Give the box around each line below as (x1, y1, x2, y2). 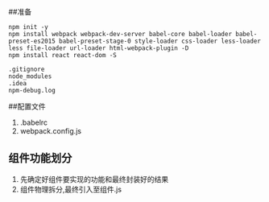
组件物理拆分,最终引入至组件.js (19, 184, 122, 194)
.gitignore (8, 65, 45, 73)
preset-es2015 (8, 37, 56, 45)
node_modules (8, 72, 52, 80)
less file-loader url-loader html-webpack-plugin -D (8, 44, 189, 52)
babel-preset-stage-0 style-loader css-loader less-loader (59, 37, 262, 45)
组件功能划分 (8, 151, 72, 165)
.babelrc (19, 117, 48, 127)
